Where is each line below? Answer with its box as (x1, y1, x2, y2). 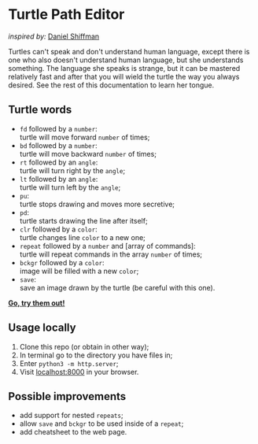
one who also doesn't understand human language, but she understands (8, 55, 244, 65)
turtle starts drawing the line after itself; (19, 216, 148, 225)
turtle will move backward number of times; (19, 149, 157, 158)
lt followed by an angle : (19, 174, 98, 183)
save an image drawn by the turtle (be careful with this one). (19, 283, 216, 292)
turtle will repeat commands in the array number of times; (19, 250, 203, 259)
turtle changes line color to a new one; (19, 232, 146, 242)
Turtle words (8, 103, 72, 117)
